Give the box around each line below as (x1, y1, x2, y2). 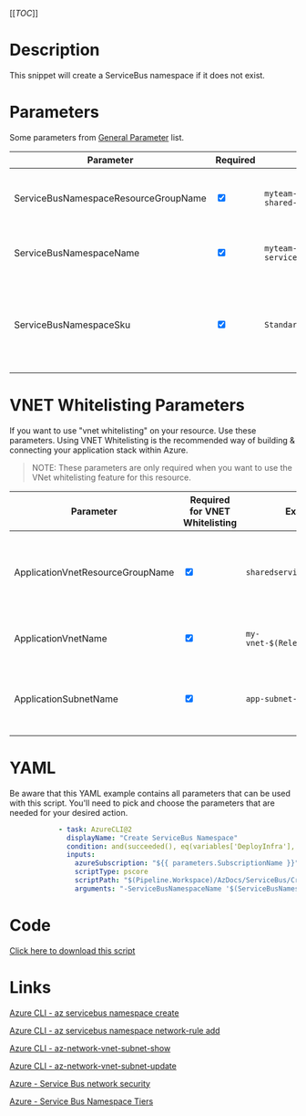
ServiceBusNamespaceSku (14, 318, 131, 331)
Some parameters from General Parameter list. (9, 131, 185, 142)
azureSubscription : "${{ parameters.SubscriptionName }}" (74, 859, 300, 868)
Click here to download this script (9, 944, 136, 956)
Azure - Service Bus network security (9, 1078, 151, 1089)
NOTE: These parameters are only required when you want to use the (31, 462, 293, 473)
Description (9, 40, 100, 60)
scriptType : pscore (74, 867, 148, 877)
